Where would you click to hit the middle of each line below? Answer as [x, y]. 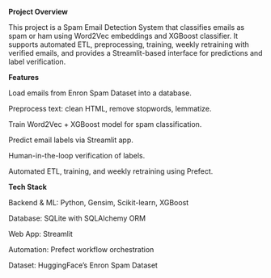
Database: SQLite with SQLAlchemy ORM [77, 218]
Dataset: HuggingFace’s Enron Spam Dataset [83, 265]
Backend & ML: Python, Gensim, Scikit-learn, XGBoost [99, 202]
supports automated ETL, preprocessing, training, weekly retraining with [129, 44]
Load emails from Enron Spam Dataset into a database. [100, 93]
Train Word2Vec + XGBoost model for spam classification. [105, 124]
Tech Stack [28, 187]
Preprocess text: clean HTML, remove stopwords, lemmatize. [110, 109]
